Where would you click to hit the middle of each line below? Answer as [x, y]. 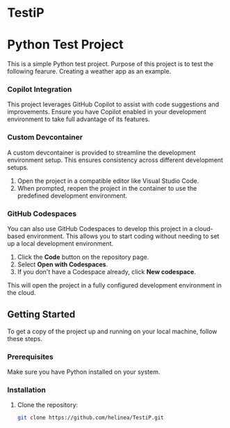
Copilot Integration [40, 90]
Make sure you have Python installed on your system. [84, 372]
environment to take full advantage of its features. [79, 119]
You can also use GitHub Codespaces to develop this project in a [100, 229]
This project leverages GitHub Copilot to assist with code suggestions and [113, 104]
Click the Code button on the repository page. [83, 257]
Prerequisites [30, 356]
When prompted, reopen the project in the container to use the [107, 188]
